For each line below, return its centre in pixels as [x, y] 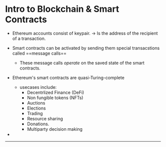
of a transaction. [29, 38]
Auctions [36, 103]
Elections [36, 108]
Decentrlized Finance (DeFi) [56, 92]
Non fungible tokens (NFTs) [55, 98]
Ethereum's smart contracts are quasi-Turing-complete [68, 77]
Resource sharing [45, 118]
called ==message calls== [39, 53]
